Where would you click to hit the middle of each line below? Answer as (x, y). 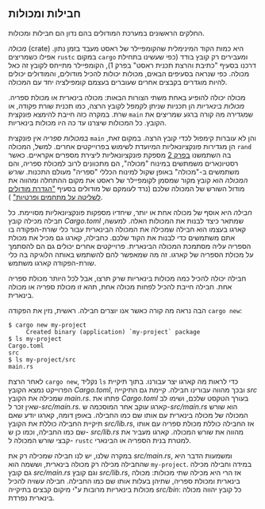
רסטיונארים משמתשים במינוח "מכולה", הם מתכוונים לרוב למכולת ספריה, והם (123, 163)
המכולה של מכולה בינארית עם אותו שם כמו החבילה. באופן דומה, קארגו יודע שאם (128, 415)
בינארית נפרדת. (32, 498)
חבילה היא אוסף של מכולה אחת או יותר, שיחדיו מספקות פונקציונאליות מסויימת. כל (130, 212)
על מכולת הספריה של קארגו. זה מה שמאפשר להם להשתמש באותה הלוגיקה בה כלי (131, 254)
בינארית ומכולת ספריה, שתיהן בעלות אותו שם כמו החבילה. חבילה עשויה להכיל (124, 480)
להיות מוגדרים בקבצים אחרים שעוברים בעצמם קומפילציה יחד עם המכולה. (118, 82)
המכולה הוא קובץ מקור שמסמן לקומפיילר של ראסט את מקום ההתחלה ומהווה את (128, 180)
